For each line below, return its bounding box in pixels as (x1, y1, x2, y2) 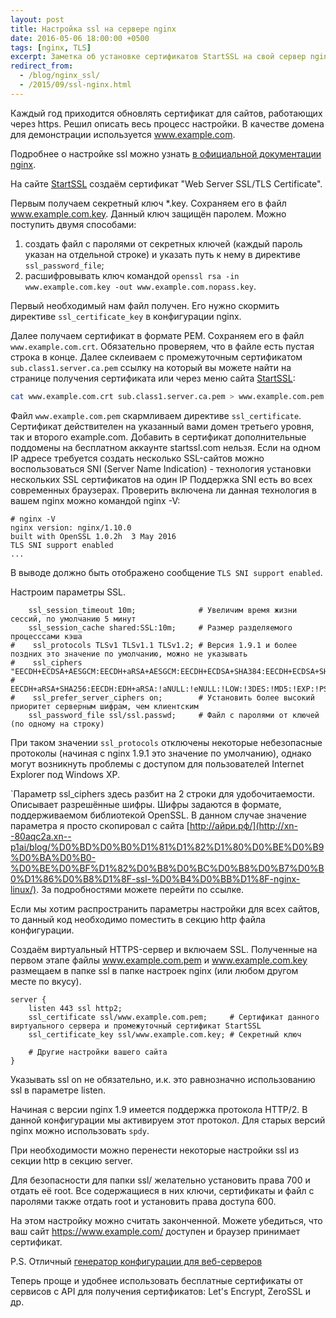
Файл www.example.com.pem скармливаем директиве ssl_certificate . (10, 409, 302, 421)
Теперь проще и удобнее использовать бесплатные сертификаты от (10, 1274, 303, 1286)
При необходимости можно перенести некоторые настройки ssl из (10, 1144, 300, 1156)
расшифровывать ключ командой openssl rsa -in (24, 269, 240, 281)
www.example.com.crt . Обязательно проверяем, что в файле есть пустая (10, 340, 315, 352)
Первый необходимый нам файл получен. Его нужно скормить (10, 299, 280, 311)
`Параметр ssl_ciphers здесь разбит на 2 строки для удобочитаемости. (10, 787, 315, 800)
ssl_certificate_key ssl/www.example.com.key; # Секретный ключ (28, 1029, 302, 1040)
